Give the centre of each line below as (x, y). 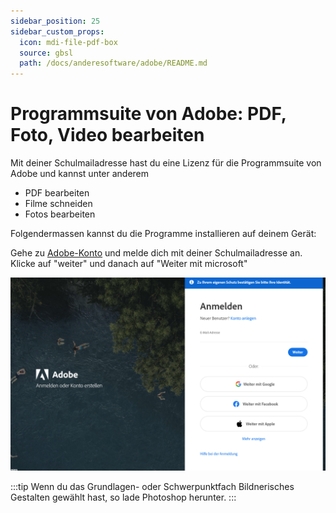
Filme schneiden (58, 204)
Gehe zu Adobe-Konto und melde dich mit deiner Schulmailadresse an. (156, 253)
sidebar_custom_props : (57, 31)
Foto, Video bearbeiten (107, 135)
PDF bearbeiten (57, 193)
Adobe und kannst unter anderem (80, 174)
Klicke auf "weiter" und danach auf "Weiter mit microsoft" (129, 264)
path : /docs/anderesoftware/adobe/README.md (113, 63)
